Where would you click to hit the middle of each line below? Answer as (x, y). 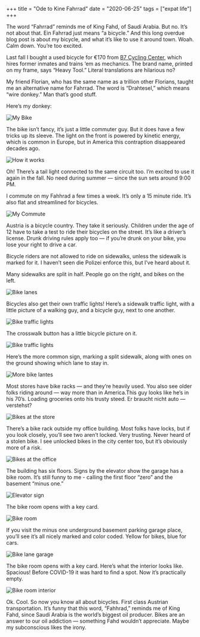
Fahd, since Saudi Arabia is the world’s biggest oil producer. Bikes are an (96, 615)
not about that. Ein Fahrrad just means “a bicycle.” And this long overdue (96, 33)
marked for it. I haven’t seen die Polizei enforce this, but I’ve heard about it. (99, 262)
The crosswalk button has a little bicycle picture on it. (72, 333)
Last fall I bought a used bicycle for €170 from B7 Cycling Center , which (94, 57)
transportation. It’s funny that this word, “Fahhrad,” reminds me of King (93, 608)
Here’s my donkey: (29, 106)
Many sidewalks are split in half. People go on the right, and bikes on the (95, 274)
